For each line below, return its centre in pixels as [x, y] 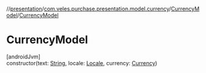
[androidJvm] [24, 57]
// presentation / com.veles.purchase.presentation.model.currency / [89, 9]
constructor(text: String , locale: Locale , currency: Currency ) [82, 63]
